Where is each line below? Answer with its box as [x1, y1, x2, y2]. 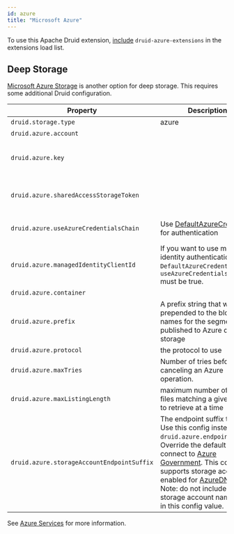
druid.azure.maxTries [10, 366, 82, 375]
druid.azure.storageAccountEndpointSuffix [10, 459, 154, 466]
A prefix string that [159, 299, 221, 309]
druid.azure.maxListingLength [10, 395, 111, 403]
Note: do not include [159, 484, 227, 494]
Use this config [159, 423, 210, 432]
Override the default [159, 440, 226, 450]
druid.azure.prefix [10, 317, 75, 326]
